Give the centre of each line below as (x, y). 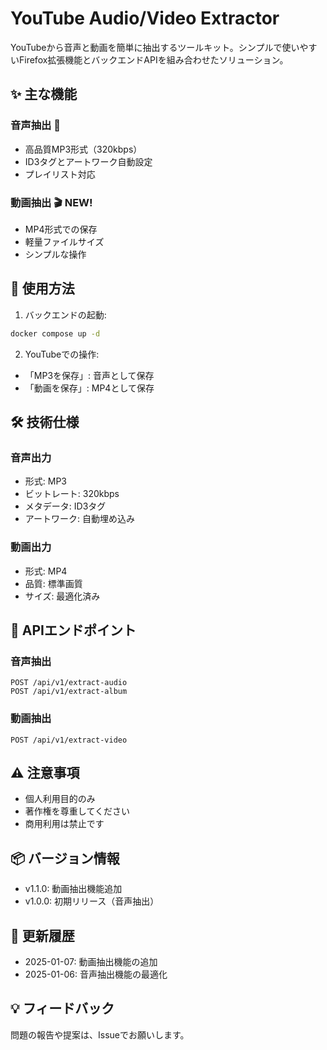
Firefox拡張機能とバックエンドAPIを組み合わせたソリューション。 (153, 59)
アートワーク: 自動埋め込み (79, 519)
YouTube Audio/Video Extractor (145, 18)
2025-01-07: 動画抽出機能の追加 (91, 962)
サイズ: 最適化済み (62, 596)
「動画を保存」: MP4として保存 (89, 388)
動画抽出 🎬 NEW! (51, 202)
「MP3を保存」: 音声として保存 (89, 375)
